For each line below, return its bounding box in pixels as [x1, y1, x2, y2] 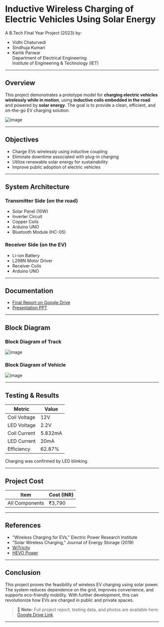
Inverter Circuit [12, 214, 42, 220]
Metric [14, 406, 30, 413]
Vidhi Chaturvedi [12, 39, 46, 45]
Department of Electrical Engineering [12, 55, 87, 61]
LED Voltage [7, 422, 36, 429]
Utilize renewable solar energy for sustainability [12, 159, 108, 164]
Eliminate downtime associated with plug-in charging [12, 154, 119, 160]
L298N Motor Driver [12, 258, 53, 263]
